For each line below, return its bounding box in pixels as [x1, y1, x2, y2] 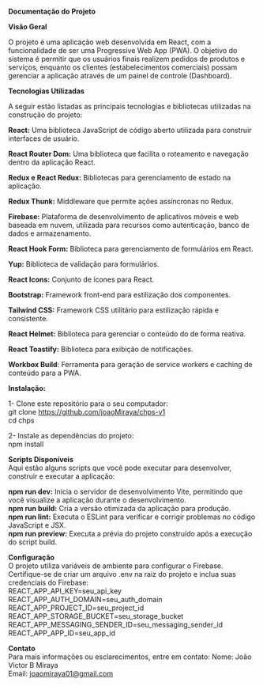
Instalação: [8, 384, 46, 392]
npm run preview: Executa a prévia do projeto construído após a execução [8, 529, 253, 538]
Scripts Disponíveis [8, 455, 73, 464]
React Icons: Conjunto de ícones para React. [8, 275, 155, 284]
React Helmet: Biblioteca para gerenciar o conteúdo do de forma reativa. [8, 329, 246, 339]
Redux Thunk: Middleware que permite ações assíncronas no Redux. [8, 197, 234, 206]
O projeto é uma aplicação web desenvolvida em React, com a [8, 37, 212, 47]
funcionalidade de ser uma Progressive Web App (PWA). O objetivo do [8, 46, 238, 55]
